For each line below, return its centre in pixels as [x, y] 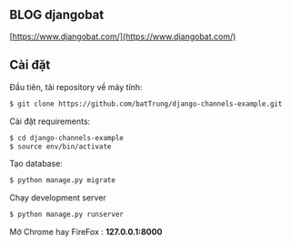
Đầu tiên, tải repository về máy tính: [76, 87]
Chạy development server [58, 198]
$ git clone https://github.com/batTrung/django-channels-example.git [146, 104]
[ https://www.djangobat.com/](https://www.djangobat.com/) [123, 36]
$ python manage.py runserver [67, 215]
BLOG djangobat [57, 14]
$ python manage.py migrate [63, 180]
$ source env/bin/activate [60, 146]
